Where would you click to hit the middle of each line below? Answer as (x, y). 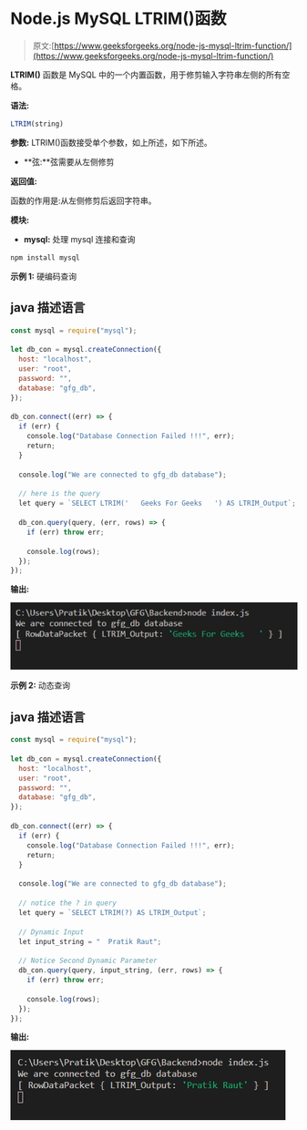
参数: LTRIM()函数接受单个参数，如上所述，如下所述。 (111, 142)
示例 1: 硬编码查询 (43, 276)
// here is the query (60, 494)
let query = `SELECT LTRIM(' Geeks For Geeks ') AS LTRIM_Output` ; (158, 503)
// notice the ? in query (68, 903)
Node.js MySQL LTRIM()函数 (118, 19)
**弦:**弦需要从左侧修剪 (69, 161)
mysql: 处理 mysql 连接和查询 (79, 239)
